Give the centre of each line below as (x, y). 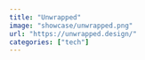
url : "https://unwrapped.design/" (73, 34)
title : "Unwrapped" (45, 17)
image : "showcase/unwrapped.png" (71, 26)
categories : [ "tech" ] (49, 42)
